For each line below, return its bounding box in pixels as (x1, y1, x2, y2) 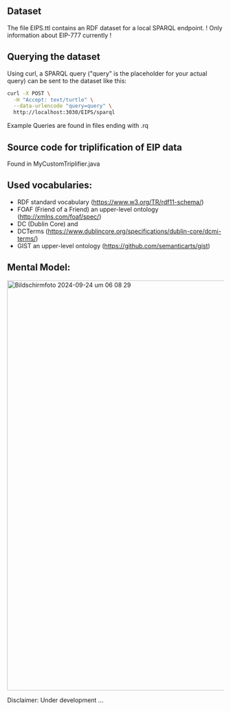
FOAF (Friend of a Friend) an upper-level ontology (16, 205, 159, 213)
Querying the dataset (7, 51, 101, 63)
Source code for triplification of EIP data (7, 141, 182, 153)
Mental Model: (7, 261, 71, 274)
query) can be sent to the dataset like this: (7, 76, 127, 85)
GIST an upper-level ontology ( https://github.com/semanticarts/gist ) (16, 241, 211, 250)
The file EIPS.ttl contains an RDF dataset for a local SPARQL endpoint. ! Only (7, 23, 223, 32)
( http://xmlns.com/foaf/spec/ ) (16, 212, 102, 221)
